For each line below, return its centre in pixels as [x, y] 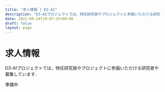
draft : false [18, 23]
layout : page [18, 28]
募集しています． [22, 74]
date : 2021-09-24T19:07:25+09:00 [39, 19]
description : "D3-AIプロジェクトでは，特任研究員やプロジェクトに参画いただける [79, 14]
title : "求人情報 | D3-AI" [31, 10]
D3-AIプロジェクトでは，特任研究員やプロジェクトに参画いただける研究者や [82, 68]
